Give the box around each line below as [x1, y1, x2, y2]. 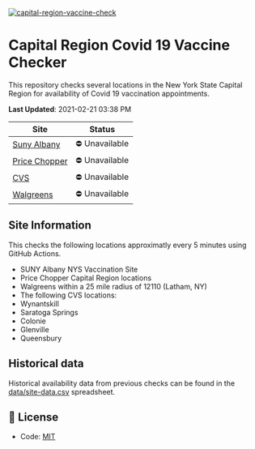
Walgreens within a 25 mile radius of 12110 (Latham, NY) [19, 281, 208, 291]
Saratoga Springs [19, 307, 79, 317]
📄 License [8, 410, 59, 424]
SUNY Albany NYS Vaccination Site [19, 264, 138, 274]
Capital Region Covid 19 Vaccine [8, 36, 231, 54]
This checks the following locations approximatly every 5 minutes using [8, 240, 247, 250]
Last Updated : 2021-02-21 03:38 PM [8, 104, 132, 113]
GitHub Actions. [8, 248, 62, 259]
